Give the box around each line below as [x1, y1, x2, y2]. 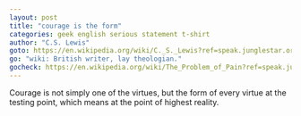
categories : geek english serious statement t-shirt [9, 29, 211, 38]
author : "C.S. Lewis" [9, 37, 90, 47]
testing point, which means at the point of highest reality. [9, 96, 219, 107]
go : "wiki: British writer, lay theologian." [9, 54, 182, 63]
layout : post [9, 12, 58, 22]
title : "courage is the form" [9, 21, 123, 30]
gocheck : [9, 63, 42, 72]
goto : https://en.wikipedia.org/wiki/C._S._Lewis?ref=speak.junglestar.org [9, 46, 298, 55]
